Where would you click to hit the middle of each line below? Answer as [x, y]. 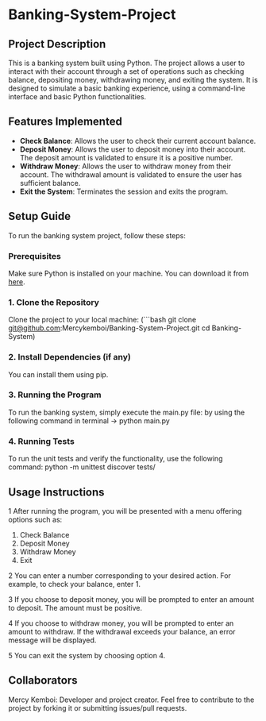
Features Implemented [66, 122]
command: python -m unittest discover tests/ [82, 467]
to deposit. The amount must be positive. [75, 607]
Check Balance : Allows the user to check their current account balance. [138, 141]
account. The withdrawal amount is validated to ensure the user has [131, 174]
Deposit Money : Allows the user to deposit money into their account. [133, 149]
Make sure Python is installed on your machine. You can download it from [129, 273]
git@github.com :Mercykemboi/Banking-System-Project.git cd [109, 328]
